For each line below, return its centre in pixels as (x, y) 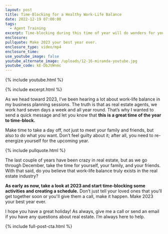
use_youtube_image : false (32, 56)
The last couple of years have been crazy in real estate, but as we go (76, 160)
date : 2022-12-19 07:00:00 (33, 19)
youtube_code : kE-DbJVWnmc (33, 65)
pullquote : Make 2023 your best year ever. (51, 42)
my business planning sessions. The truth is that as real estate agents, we (81, 104)
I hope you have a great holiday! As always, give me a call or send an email (82, 211)
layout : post (19, 10)
